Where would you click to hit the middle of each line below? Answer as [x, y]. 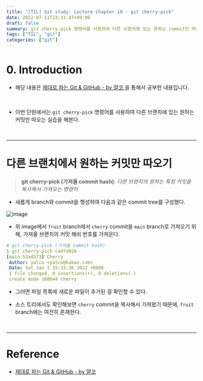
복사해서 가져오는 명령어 [50, 189]
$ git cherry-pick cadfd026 [42, 251]
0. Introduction [44, 70]
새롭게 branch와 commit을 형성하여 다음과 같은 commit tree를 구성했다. [100, 202]
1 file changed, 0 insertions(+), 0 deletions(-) [72, 274]
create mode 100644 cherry [43, 279]
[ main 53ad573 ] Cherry [35, 257]
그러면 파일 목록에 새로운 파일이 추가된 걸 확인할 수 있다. [81, 291]
